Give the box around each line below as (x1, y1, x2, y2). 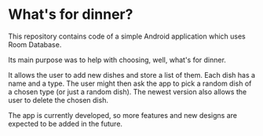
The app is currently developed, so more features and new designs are (8, 110, 238, 119)
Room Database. (8, 39, 62, 49)
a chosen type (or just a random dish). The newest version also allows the (8, 86, 247, 96)
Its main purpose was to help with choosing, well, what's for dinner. (8, 55, 226, 64)
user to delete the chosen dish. (8, 95, 108, 105)
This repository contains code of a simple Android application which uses (8, 31, 246, 41)
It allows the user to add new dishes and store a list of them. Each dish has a (8, 70, 256, 79)
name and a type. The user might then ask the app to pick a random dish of (8, 79, 252, 88)
